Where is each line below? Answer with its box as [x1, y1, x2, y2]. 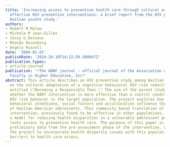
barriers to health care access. [10, 134, 80, 139]
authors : [5, 21, 24, 27]
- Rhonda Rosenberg [5, 40, 47, 45]
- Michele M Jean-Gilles [5, 31, 58, 36]
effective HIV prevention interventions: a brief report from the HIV [10, 12, 162, 17]
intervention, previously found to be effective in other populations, [10, 111, 164, 116]
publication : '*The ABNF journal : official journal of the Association [5, 69, 162, 74]
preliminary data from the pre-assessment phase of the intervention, [10, 125, 162, 130]
